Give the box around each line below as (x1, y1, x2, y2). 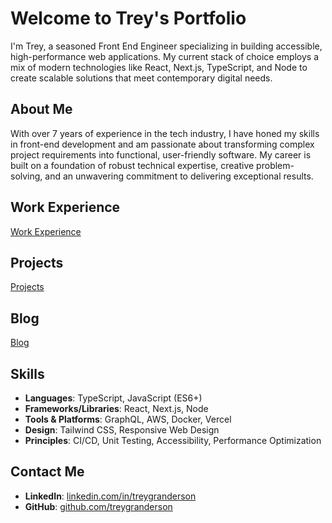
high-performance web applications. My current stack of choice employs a (10, 50, 320, 62)
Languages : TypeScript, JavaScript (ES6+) (24, 392, 203, 404)
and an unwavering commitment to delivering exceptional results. (44, 170, 314, 182)
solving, (10, 170, 43, 182)
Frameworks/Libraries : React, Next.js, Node (24, 403, 209, 414)
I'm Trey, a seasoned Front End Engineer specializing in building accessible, (10, 40, 323, 52)
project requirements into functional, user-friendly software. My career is (10, 148, 312, 161)
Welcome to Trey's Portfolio (10, 7, 247, 30)
